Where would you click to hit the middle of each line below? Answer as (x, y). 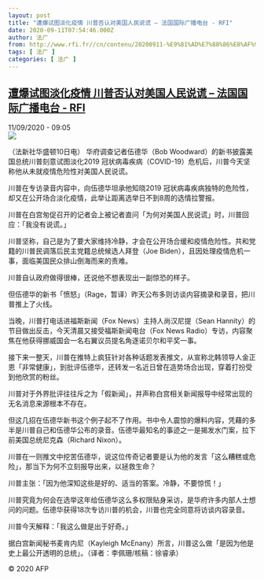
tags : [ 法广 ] (32, 52)
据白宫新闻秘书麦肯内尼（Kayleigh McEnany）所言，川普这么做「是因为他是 (131, 543)
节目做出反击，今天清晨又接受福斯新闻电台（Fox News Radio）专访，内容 (127, 331)
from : (17, 45)
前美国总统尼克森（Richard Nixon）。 (67, 440)
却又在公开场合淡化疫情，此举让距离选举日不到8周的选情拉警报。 (114, 198)
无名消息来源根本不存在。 (49, 403)
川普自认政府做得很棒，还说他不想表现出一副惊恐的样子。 (101, 277)
